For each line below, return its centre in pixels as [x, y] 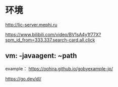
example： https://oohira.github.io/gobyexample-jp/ [59, 68]
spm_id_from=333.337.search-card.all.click [50, 40]
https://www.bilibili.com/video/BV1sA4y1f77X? [53, 34]
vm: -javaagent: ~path [41, 56]
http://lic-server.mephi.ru [31, 25]
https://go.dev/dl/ [23, 78]
